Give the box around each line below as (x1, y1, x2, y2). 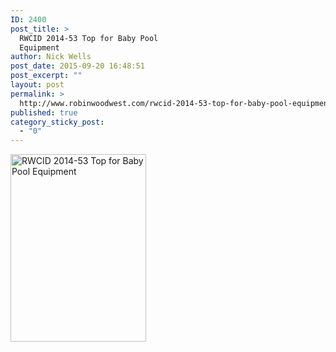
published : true (10, 107, 78, 118)
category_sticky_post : (10, 117, 105, 127)
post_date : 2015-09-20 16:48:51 (10, 61, 145, 71)
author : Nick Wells (10, 52, 92, 62)
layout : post (10, 80, 65, 90)
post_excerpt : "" (10, 71, 83, 81)
